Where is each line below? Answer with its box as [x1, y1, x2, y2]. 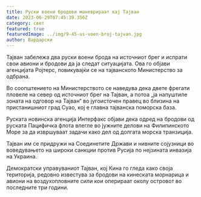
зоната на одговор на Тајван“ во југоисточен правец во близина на [6, 97, 180, 105]
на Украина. [6, 153, 38, 160]
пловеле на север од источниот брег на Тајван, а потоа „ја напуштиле [6, 91, 188, 98]
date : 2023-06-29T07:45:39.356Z [6, 15, 88, 21]
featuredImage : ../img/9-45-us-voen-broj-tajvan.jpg [6, 31, 142, 37]
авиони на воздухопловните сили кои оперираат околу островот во [6, 178, 182, 184]
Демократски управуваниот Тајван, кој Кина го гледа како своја [6, 164, 173, 172]
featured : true [6, 25, 45, 32]
